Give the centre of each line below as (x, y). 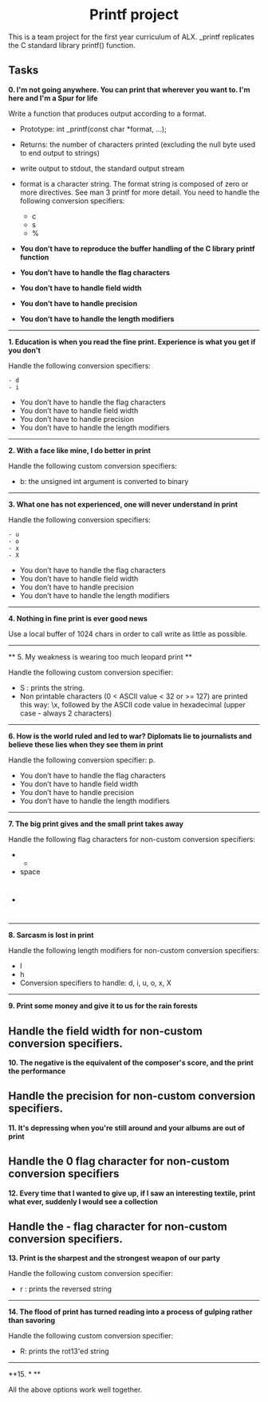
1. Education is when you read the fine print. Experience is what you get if (132, 341)
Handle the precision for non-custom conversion (132, 1096)
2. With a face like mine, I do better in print (80, 450)
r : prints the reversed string (65, 1289)
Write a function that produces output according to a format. (107, 113)
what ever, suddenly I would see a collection (83, 1201)
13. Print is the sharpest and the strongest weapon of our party (114, 1258)
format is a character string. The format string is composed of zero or (134, 183)
